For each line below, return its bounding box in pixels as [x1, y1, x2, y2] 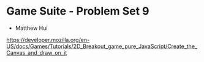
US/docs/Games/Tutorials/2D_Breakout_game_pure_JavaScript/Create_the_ [6, 43, 198, 50]
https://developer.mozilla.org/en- [6, 36, 90, 43]
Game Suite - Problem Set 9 [6, 4, 149, 18]
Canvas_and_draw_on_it [6, 49, 67, 56]
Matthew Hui [15, 24, 48, 32]
